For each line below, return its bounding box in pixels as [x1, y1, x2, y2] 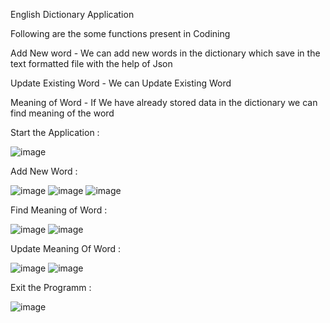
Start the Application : [10, 127, 100, 138]
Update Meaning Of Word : [10, 243, 122, 254]
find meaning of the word [10, 107, 115, 119]
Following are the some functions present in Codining [10, 28, 231, 39]
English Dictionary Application [10, 9, 135, 20]
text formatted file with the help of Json [10, 58, 173, 69]
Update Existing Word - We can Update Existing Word [10, 77, 232, 89]
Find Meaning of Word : [10, 204, 108, 216]
